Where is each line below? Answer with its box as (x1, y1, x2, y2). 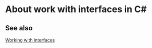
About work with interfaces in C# (5, 4, 147, 15)
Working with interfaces (5, 37, 55, 43)
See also (5, 24, 33, 32)
